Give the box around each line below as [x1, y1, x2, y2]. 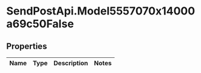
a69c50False [6, 17, 74, 31]
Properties [6, 41, 47, 51]
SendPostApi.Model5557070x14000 [6, 4, 196, 18]
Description [53, 59, 88, 67]
